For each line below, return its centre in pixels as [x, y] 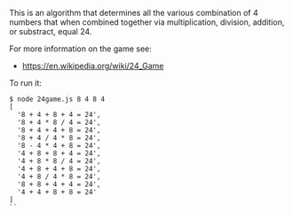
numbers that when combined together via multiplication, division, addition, [147, 22]
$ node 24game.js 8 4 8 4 [57, 99]
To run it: [26, 83]
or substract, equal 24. [51, 31]
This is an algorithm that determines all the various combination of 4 [134, 13]
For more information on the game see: [81, 49]
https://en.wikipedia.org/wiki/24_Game [93, 66]
